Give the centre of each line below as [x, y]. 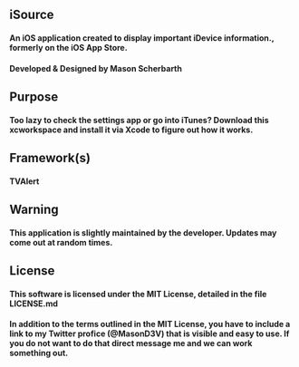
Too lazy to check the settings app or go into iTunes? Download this [139, 120]
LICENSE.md [34, 304]
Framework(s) [50, 158]
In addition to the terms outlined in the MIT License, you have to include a [150, 324]
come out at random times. [61, 242]
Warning [34, 209]
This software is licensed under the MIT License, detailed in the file [138, 294]
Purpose [34, 97]
